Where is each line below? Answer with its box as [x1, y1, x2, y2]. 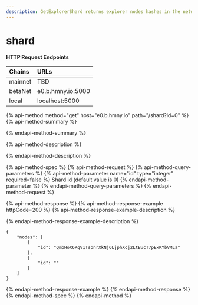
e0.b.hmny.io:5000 [37, 87, 90, 95]
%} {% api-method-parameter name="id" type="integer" [35, 170, 174, 177]
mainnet [9, 77, 32, 85]
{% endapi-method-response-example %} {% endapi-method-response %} [6, 286, 190, 293]
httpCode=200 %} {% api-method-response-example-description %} [6, 206, 176, 213]
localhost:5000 [37, 97, 80, 105]
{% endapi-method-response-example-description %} [6, 217, 139, 224]
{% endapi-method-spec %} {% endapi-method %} [6, 292, 132, 299]
